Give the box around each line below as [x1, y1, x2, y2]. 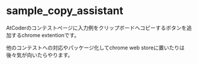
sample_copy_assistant [6, 4, 124, 18]
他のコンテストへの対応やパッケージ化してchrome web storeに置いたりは [6, 44, 185, 51]
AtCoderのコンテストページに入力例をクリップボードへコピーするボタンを [6, 24, 187, 31]
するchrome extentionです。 [11, 31, 80, 39]
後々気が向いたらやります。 [6, 51, 73, 58]
